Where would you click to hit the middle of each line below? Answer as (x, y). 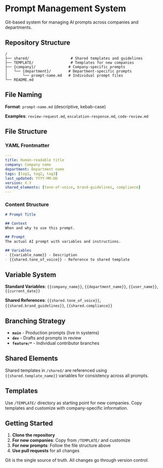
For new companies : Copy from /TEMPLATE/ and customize (71, 440)
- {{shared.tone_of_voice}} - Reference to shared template (68, 259)
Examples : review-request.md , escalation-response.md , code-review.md (77, 116)
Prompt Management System (66, 9)
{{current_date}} (23, 291)
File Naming (24, 95)
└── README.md (20, 80)
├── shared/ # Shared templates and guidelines (74, 58)
